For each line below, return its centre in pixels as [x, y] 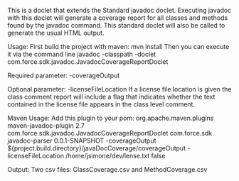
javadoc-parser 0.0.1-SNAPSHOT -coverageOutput [82, 141]
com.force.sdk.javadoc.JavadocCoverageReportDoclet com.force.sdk [110, 133]
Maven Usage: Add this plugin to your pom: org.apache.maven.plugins [111, 118]
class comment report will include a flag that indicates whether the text [111, 97]
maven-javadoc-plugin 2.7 [46, 126]
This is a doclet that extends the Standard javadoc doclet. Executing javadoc [119, 10]
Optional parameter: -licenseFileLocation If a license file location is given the [119, 89]
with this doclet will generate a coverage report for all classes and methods [118, 18]
